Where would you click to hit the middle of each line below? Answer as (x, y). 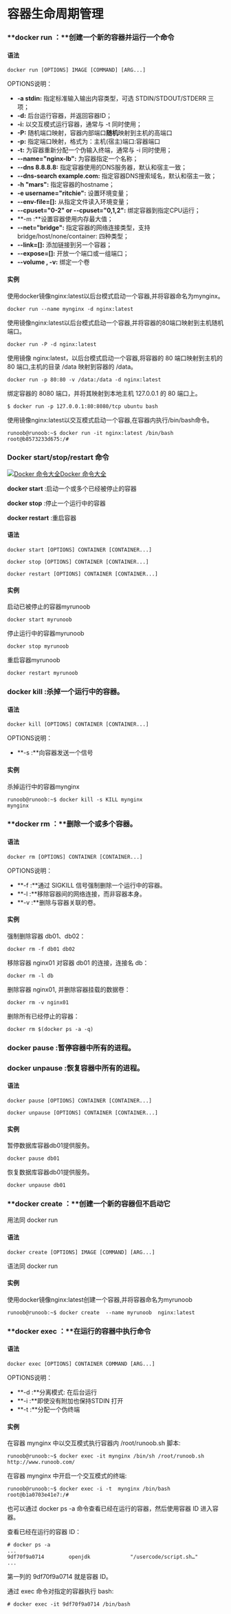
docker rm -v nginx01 (38, 1002)
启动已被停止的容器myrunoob (49, 606)
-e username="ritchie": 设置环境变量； (74, 193)
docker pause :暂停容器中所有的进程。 (71, 1048)
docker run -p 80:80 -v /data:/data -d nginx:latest (84, 380)
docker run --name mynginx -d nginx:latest (70, 309)
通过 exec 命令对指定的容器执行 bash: (60, 1591)
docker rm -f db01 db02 (41, 949)
